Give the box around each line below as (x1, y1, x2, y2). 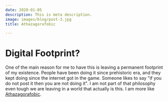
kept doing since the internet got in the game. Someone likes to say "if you (5, 75, 162, 81)
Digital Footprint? (5, 47, 80, 59)
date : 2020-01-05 (5, 7, 42, 13)
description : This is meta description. (5, 12, 93, 17)
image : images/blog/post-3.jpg (5, 17, 72, 22)
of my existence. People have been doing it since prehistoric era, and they (5, 70, 161, 76)
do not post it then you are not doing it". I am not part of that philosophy (5, 80, 156, 86)
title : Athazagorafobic (5, 21, 56, 27)
